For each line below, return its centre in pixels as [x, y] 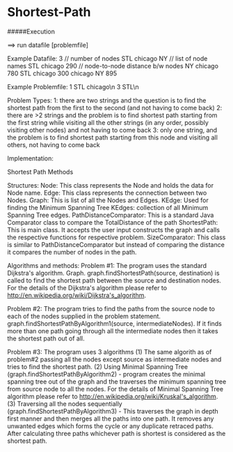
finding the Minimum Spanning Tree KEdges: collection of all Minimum [108, 207]
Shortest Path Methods [40, 172]
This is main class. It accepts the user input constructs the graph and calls [114, 229]
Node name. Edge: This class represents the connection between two [107, 193]
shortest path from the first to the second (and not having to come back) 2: [115, 107]
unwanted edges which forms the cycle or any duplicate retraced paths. [110, 425]
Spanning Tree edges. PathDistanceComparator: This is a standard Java [111, 215]
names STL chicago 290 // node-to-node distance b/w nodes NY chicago [113, 66]
